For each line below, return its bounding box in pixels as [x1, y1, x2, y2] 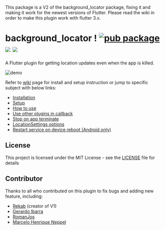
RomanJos [12, 213, 35, 219]
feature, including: [5, 193, 43, 199]
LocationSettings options [12, 121, 64, 127]
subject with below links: [5, 85, 56, 91]
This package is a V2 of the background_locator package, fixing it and [5, 5, 151, 10]
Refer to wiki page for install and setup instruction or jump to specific [5, 79, 148, 85]
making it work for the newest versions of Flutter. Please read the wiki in [5, 10, 155, 16]
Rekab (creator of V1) [12, 203, 57, 209]
